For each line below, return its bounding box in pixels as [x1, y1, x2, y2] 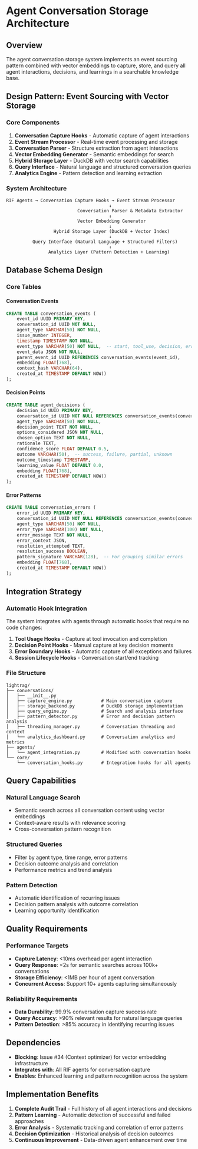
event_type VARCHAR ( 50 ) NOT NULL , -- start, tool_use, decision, [16, 343, 183, 349]
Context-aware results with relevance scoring [14, 819, 126, 827]
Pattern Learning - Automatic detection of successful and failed [14, 1111, 171, 1118]
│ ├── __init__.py [6, 693, 57, 699]
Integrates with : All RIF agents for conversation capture [14, 1066, 150, 1073]
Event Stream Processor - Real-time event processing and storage [14, 138, 178, 145]
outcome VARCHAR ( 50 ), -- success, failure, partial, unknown [16, 451, 173, 457]
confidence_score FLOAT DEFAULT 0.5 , [16, 446, 110, 452]
